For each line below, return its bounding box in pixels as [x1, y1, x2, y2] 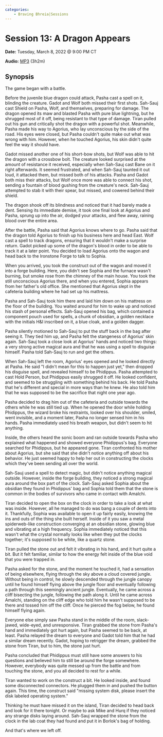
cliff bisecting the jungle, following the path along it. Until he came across [5, 592, 152, 598]
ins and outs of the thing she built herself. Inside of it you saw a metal [5, 516, 145, 522]
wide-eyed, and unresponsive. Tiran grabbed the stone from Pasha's [19, 622, 158, 628]
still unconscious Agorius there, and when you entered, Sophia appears [5, 278, 148, 284]
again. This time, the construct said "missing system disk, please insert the [5, 688, 155, 694]
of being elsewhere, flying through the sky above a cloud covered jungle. [5, 571, 152, 577]
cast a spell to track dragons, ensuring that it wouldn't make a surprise [5, 238, 147, 243]
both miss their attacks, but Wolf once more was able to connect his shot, [5, 177, 153, 183]
